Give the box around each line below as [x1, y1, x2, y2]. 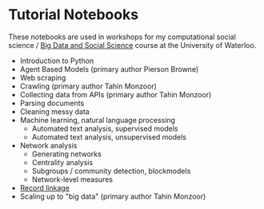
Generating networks [31, 149, 102, 159]
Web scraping [19, 73, 66, 82]
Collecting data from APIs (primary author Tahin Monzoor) [19, 89, 212, 99]
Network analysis [19, 140, 78, 150]
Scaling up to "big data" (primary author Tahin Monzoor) [19, 191, 206, 201]
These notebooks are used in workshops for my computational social [8, 32, 236, 41]
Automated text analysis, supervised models [31, 124, 178, 133]
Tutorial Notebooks [8, 6, 138, 24]
